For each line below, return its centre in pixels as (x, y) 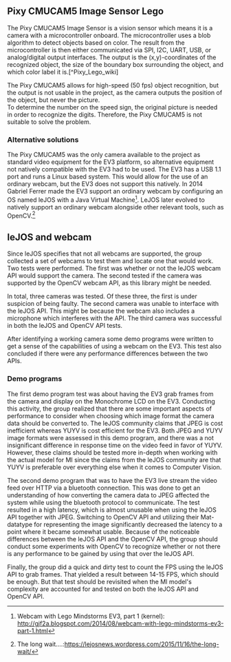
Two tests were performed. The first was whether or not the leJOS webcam (114, 269)
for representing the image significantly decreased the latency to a (128, 524)
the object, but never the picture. (54, 100)
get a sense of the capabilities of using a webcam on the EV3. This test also (114, 346)
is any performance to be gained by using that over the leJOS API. (101, 553)
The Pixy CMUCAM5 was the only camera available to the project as (104, 155)
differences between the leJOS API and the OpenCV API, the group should (112, 539)
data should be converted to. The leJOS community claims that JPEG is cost (115, 423)
